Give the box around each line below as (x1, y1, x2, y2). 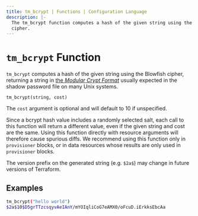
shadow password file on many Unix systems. (6, 83, 119, 90)
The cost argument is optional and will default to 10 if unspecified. (6, 105, 167, 112)
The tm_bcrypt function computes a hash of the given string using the (11, 20, 193, 26)
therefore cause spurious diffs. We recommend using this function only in (6, 135, 186, 142)
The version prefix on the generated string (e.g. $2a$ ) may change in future (6, 160, 190, 167)
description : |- (6, 14, 46, 20)
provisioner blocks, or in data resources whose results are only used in (6, 142, 181, 149)
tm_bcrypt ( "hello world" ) (6, 199, 70, 205)
